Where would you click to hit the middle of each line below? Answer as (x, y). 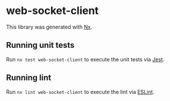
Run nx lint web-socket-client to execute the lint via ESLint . (80, 92)
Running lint (29, 78)
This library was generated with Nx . (49, 27)
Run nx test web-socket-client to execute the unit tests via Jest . (85, 59)
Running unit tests (40, 45)
